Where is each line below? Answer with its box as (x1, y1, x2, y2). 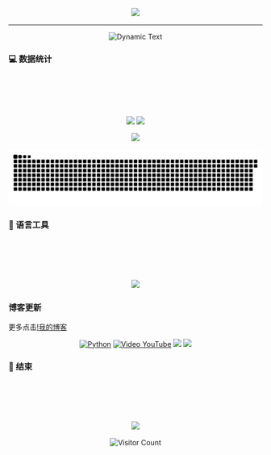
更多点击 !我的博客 (8, 322, 68, 332)
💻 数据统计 (8, 53, 52, 65)
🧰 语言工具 (8, 219, 50, 230)
